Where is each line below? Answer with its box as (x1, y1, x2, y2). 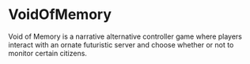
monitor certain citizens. (8, 48, 87, 58)
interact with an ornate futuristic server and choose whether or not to (8, 40, 234, 49)
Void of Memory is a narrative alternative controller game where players (8, 32, 243, 41)
